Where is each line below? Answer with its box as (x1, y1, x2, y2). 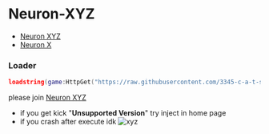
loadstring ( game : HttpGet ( (8, 78, 94, 87)
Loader (8, 59, 37, 71)
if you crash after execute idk (19, 117, 117, 127)
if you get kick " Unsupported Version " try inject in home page (19, 108, 227, 118)
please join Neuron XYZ (8, 93, 86, 103)
